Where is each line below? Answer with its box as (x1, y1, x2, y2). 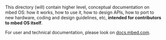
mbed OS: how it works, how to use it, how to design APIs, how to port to (5, 9, 155, 15)
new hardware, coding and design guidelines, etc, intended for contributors (5, 15, 162, 20)
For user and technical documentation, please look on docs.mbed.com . (5, 30, 151, 35)
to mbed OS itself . (5, 20, 43, 26)
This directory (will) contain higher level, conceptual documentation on (5, 4, 150, 10)
